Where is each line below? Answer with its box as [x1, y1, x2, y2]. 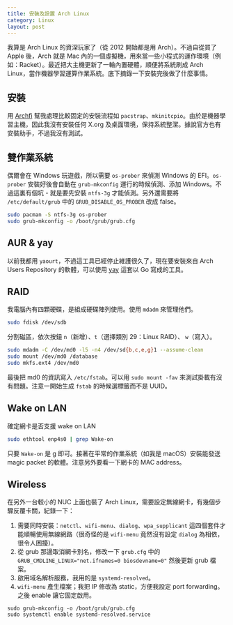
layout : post [7, 23, 45, 30]
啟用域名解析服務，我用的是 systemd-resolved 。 [17, 573, 155, 582]
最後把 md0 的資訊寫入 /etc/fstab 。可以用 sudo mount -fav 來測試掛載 [7, 372, 211, 381]
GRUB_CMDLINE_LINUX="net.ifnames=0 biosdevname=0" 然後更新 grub [17, 556, 209, 565]
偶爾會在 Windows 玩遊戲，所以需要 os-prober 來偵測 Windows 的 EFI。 [7, 172, 214, 179]
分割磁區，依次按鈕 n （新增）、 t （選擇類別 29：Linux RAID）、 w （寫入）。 [7, 333, 216, 341]
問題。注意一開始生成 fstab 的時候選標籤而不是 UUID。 [13, 382, 172, 390]
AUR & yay [7, 237, 54, 249]
